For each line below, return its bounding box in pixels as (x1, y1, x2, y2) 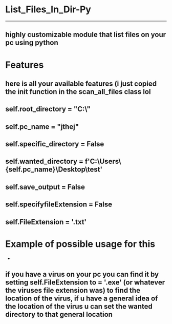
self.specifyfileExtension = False (5, 200, 113, 209)
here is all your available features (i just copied (5, 79, 157, 88)
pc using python (5, 39, 59, 47)
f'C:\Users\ (84, 157, 121, 166)
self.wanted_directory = (5, 157, 83, 166)
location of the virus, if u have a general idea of (5, 294, 158, 302)
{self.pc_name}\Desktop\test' (5, 165, 103, 174)
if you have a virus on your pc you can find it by (5, 270, 159, 278)
